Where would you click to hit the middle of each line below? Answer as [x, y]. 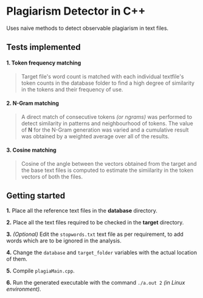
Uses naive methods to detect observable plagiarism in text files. [88, 28]
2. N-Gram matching [33, 103]
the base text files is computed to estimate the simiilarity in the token [107, 170]
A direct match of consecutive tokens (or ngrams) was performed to [107, 116]
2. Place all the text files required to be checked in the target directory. [95, 222]
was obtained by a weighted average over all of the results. [95, 136]
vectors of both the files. [52, 176]
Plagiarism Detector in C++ [76, 11]
